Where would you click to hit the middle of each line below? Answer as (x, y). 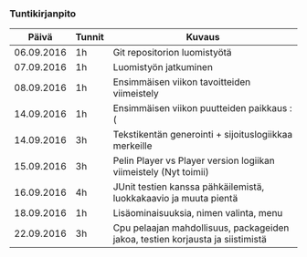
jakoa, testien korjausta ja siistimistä (190, 240)
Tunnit (90, 37)
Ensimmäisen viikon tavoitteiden (182, 82)
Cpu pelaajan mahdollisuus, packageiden (201, 228)
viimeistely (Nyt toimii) (161, 172)
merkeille (132, 146)
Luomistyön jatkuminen (163, 67)
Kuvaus (203, 37)
